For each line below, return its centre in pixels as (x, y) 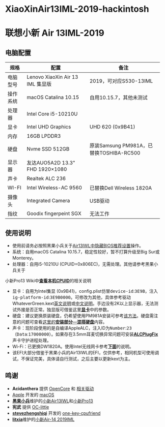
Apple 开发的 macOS (33, 395)
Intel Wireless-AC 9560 (55, 188)
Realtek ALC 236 (46, 179)
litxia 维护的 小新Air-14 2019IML (43, 419)
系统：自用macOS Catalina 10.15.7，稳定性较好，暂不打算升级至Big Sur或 (86, 252)
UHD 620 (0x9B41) (112, 127)
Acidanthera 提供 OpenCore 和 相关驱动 (53, 388)
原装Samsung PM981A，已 (121, 146)
